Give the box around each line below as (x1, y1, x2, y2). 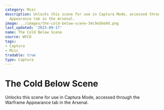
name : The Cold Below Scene (5, 30, 62, 35)
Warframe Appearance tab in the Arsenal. (5, 100, 89, 106)
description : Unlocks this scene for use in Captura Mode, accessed (5, 12, 147, 17)
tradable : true (5, 52, 36, 58)
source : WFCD (5, 35, 32, 40)
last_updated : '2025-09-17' (5, 25, 62, 30)
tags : (5, 39, 16, 44)
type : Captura (5, 57, 34, 62)
